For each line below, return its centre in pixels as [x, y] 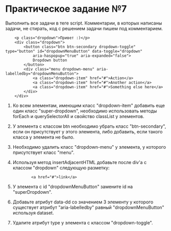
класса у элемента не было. [44, 137]
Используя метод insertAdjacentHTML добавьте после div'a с [80, 162]
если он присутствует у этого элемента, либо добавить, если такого [88, 131]
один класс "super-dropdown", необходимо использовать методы [85, 111]
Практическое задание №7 [66, 9]
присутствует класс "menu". [44, 152]
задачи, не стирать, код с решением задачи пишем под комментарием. [84, 28]
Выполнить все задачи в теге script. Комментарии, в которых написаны [84, 23]
